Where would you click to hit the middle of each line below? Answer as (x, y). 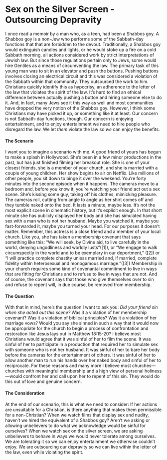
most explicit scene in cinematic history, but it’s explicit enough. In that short (83, 210)
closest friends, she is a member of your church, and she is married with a (82, 168)
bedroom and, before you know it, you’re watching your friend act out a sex (83, 189)
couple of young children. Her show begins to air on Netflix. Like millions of (82, 173)
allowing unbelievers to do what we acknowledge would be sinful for (76, 425)
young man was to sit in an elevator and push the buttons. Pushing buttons (82, 70)
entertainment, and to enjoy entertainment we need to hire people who (78, 124)
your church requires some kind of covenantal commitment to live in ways (81, 269)
